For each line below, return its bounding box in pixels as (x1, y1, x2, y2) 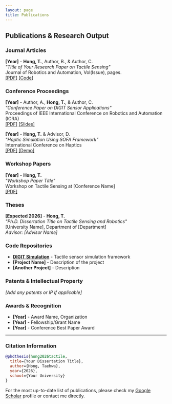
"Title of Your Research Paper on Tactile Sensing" (5, 64, 111, 70)
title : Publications (5, 12, 50, 17)
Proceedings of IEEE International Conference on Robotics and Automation (5, 110, 163, 116)
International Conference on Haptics (5, 142, 82, 148)
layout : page (5, 7, 33, 13)
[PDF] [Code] (5, 75, 34, 81)
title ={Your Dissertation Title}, (10, 359, 83, 364)
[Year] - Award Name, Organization (12, 314, 88, 320)
